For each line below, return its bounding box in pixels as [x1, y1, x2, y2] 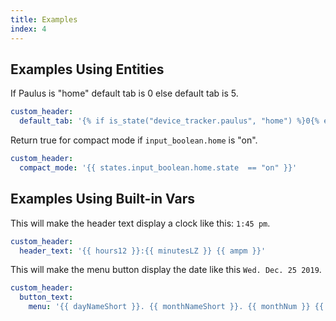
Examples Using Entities [10, 61, 165, 78]
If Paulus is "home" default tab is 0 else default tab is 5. [10, 87, 239, 100]
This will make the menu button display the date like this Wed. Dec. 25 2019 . [10, 264, 322, 276]
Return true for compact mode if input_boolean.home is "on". [10, 134, 258, 146]
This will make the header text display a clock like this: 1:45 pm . [10, 217, 271, 229]
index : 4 [10, 24, 47, 34]
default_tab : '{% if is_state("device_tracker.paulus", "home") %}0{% [19, 116, 320, 126]
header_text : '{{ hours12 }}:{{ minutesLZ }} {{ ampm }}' [19, 246, 267, 256]
